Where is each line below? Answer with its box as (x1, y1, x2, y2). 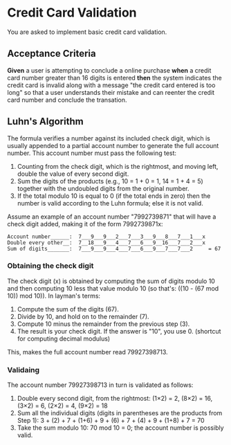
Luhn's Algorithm (7, 116, 84, 127)
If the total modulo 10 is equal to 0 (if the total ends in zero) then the (17, 192, 211, 200)
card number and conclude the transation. (7, 96, 127, 104)
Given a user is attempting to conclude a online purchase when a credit (7, 66, 212, 74)
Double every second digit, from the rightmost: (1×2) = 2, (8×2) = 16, (17, 394, 213, 403)
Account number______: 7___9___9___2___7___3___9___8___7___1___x (7, 233, 206, 240)
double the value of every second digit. (17, 170, 129, 178)
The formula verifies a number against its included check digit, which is (7, 134, 211, 143)
